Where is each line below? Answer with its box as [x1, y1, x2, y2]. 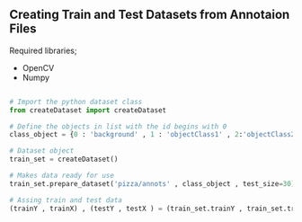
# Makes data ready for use [9, 171, 115, 181]
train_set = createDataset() [9, 155, 119, 164]
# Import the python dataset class [9, 97, 143, 106]
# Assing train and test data [9, 195, 123, 205]
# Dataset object [9, 147, 75, 155]
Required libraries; [9, 45, 77, 56]
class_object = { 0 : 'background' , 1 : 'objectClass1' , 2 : [9, 130, 244, 139]
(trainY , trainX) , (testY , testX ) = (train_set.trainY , [9, 204, 244, 213]
